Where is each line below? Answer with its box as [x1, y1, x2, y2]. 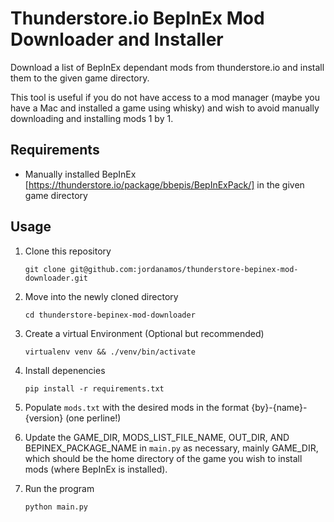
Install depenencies [24, 364, 106, 376]
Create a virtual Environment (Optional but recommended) [24, 327, 265, 339]
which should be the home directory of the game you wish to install [24, 452, 303, 464]
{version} [24, 412, 64, 424]
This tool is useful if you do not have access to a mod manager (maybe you [10, 91, 320, 103]
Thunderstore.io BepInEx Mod [10, 7, 265, 30]
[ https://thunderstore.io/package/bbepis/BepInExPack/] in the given [24, 178, 305, 191]
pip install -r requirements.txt [24, 383, 165, 394]
